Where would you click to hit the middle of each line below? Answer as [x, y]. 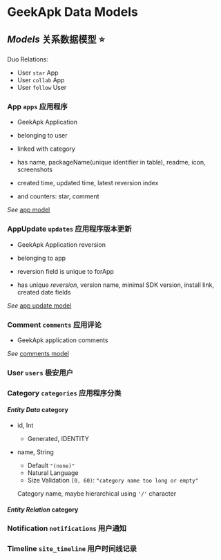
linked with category [46, 149]
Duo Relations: [28, 59]
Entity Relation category [43, 510]
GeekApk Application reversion [61, 244]
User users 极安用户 [40, 373]
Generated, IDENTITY [58, 438]
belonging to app [41, 258]
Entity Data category [38, 410]
